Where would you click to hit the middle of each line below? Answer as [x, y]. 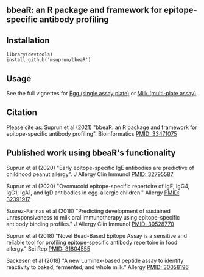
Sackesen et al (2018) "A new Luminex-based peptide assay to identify [95, 260]
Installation [28, 40]
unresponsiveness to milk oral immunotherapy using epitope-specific [93, 217]
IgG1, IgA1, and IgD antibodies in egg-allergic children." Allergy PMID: [93, 193]
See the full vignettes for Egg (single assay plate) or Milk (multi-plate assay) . [102, 94]
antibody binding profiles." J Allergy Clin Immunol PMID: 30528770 [90, 224]
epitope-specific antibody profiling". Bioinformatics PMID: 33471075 [92, 133]
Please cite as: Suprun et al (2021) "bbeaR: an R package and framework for [102, 127]
